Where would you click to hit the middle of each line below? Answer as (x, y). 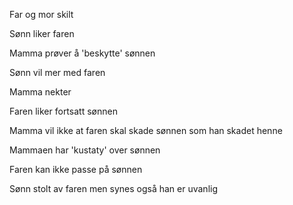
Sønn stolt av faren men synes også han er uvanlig (114, 188)
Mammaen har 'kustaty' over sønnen (85, 150)
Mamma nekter (40, 92)
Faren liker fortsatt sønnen (63, 111)
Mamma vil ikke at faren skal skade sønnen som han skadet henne (146, 130)
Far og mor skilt (41, 14)
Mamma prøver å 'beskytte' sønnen (82, 53)
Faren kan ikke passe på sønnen (76, 169)
